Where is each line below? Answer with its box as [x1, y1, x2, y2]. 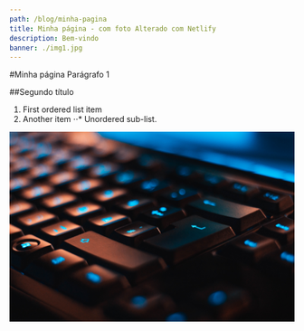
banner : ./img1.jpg [9, 43, 83, 52]
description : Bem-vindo [9, 33, 100, 43]
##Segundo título [9, 87, 74, 98]
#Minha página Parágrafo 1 [9, 69, 110, 80]
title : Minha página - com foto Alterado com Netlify [9, 24, 217, 33]
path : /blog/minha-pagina [9, 14, 107, 24]
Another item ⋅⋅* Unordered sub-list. [22, 114, 157, 125]
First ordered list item [22, 104, 102, 115]
